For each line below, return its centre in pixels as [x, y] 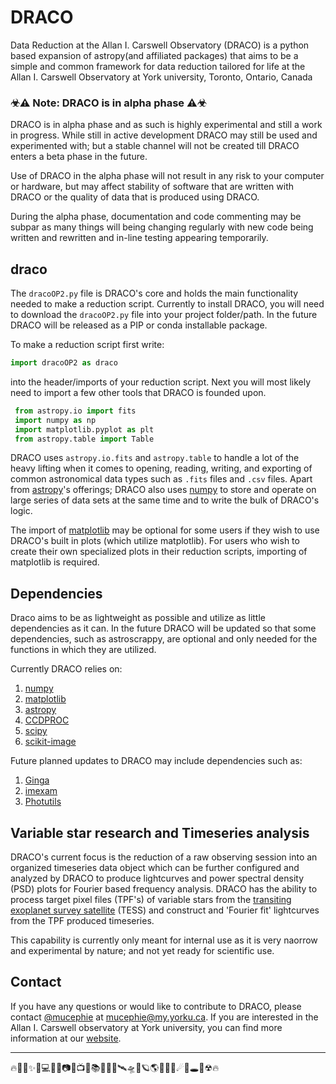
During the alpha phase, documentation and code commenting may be [156, 217]
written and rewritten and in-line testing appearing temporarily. [139, 238]
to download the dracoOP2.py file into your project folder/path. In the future [164, 315]
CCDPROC [47, 720]
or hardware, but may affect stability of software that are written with [152, 187]
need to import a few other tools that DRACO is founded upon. [138, 392]
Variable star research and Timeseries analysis [160, 832]
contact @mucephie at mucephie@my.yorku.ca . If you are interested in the [164, 1017]
